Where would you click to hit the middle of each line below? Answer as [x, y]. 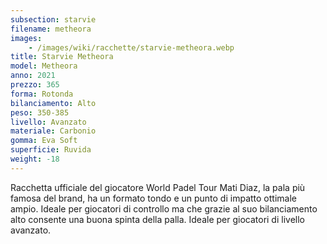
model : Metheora [44, 66]
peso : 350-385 [40, 112]
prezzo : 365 [35, 85]
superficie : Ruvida [51, 150]
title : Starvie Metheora [62, 57]
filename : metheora [51, 29]
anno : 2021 [33, 76]
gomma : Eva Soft [44, 141]
